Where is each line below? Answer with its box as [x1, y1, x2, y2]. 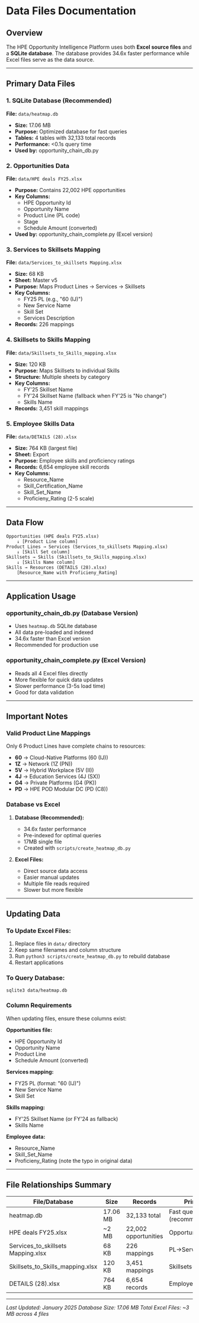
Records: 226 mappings [14, 321, 75, 328]
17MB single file [23, 838, 62, 845]
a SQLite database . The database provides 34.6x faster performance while [6, 50, 190, 57]
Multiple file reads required [23, 879, 90, 887]
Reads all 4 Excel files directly [14, 670, 88, 677]
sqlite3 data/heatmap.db [6, 987, 68, 993]
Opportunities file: [6, 1026, 53, 1033]
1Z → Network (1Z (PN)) [14, 760, 73, 767]
